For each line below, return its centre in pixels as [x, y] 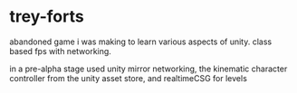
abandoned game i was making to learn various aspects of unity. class [141, 42]
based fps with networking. [60, 51]
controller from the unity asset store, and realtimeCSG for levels [128, 78]
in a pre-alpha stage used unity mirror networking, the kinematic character [148, 69]
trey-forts [47, 17]
